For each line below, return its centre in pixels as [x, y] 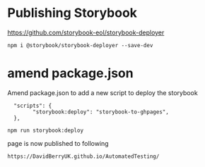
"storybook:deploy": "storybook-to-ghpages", [101, 112]
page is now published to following [58, 143]
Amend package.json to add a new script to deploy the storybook [102, 92]
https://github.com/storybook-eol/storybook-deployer [86, 32]
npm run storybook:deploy [45, 130]
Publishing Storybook [72, 13]
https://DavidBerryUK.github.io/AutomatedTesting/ [83, 156]
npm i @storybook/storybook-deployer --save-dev [80, 45]
